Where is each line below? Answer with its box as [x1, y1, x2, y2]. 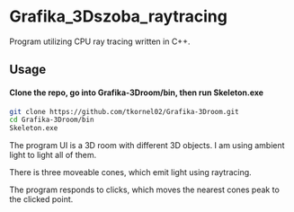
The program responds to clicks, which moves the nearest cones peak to [9, 184, 281, 195]
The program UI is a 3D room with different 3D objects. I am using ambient [9, 140, 285, 151]
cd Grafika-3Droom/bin [9, 115, 94, 125]
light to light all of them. [9, 150, 97, 161]
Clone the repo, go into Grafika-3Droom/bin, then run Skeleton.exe [9, 87, 263, 98]
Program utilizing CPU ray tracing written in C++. [9, 36, 191, 47]
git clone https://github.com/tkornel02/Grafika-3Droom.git [9, 107, 240, 116]
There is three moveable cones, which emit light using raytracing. [9, 167, 252, 178]
